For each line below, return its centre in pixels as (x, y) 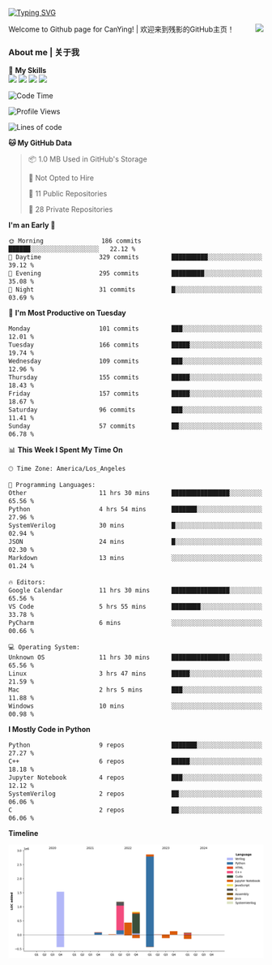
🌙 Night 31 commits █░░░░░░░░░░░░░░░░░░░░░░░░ (136, 290)
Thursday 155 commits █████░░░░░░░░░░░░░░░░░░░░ (136, 377)
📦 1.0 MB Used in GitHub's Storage (87, 159)
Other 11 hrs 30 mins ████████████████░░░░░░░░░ (136, 493)
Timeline (23, 834)
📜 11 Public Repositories (68, 194)
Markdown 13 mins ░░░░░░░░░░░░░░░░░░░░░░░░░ (136, 558)
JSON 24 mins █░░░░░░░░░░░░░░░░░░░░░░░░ (136, 542)
